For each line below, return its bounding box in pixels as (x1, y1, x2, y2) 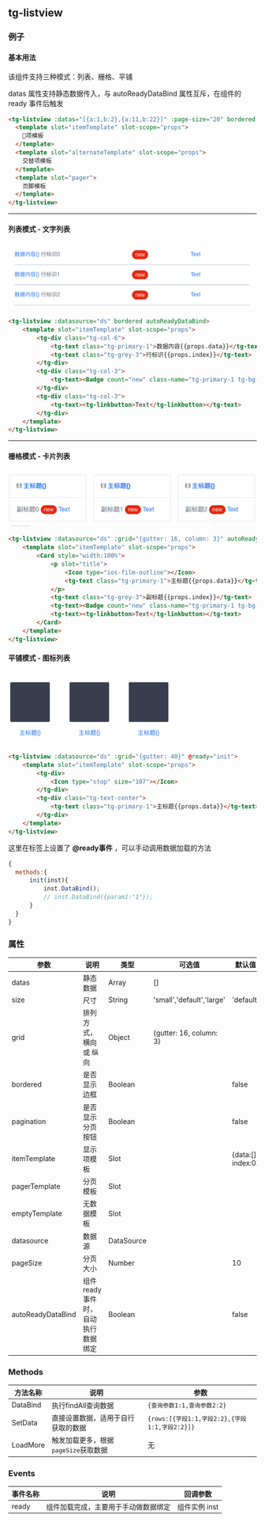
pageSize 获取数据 (51, 1445, 108, 1455)
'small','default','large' (153, 995, 226, 1004)
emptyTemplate (11, 1209, 63, 1218)
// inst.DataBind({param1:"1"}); (43, 894, 154, 901)
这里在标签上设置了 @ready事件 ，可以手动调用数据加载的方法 (8, 843, 211, 852)
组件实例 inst (177, 1501, 219, 1511)
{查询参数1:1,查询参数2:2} (147, 1402, 227, 1410)
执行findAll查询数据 (51, 1400, 114, 1410)
